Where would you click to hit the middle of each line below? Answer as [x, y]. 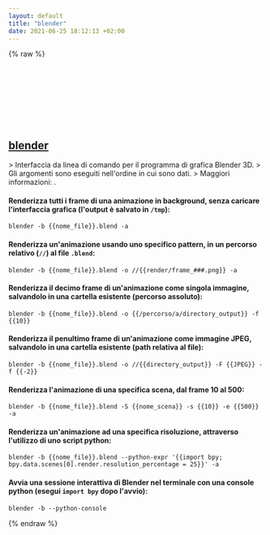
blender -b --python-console [58, 508]
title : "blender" [38, 24]
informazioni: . [32, 182]
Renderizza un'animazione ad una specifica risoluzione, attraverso [124, 431]
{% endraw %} [33, 523]
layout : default [36, 16]
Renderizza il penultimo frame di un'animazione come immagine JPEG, [130, 339]
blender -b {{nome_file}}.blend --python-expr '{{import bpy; [116, 458]
